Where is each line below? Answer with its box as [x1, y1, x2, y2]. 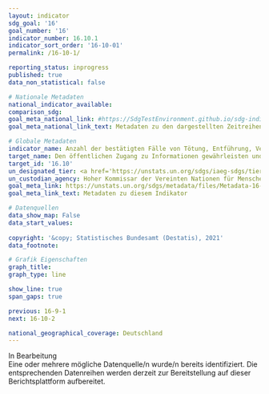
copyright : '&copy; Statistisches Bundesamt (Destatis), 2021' [8, 234, 224, 242]
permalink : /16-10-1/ [8, 49, 81, 57]
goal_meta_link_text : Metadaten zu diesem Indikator [8, 189, 188, 197]
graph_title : [8, 263, 52, 271]
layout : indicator [8, 11, 70, 20]
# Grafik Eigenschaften [8, 256, 88, 264]
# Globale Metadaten [8, 137, 78, 145]
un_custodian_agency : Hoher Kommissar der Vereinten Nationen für [8, 174, 235, 183]
